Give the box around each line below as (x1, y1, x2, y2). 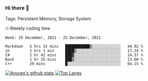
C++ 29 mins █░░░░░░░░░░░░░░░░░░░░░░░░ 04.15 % (5, 62, 143, 67)
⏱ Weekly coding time (5, 25, 51, 31)
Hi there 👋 (5, 4, 30, 11)
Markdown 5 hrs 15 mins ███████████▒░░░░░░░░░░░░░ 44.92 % (5, 44, 143, 49)
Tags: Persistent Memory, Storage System (5, 16, 91, 22)
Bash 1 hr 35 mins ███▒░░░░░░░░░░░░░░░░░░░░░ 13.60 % (5, 57, 143, 62)
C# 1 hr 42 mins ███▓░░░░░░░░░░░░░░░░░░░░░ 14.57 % (5, 53, 143, 58)
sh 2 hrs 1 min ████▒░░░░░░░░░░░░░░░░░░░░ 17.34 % (5, 48, 143, 54)
